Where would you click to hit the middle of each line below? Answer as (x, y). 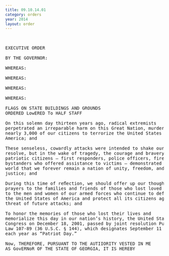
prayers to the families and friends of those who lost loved (83, 188)
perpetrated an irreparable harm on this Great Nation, (75, 128)
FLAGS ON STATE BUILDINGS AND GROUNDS (53, 108)
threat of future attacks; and (44, 204)
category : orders (23, 15)
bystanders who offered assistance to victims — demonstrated (83, 163)
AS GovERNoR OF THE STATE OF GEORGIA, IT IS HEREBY (70, 249)
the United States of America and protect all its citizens (81, 199)
